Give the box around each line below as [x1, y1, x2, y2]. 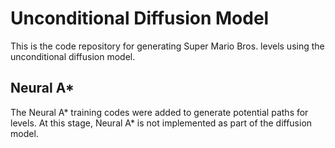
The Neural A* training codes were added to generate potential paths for [10, 106, 309, 118]
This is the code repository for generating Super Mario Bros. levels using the [10, 40, 325, 52]
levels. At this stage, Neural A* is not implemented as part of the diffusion [10, 117, 313, 129]
